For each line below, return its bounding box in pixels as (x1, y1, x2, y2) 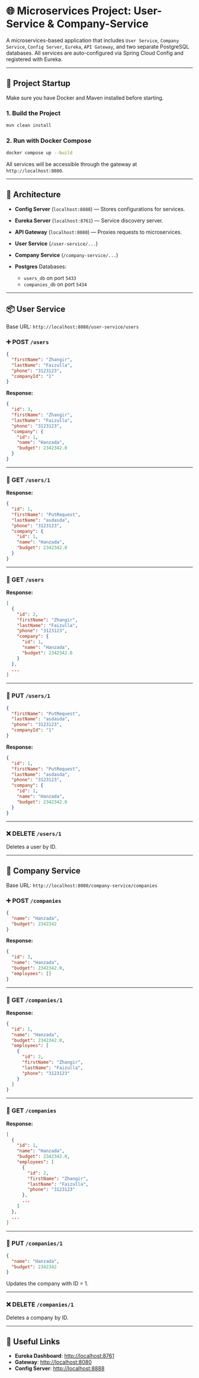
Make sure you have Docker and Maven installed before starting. (6, 94, 164, 101)
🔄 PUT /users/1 (6, 692, 50, 700)
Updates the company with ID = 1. (6, 1280, 89, 1287)
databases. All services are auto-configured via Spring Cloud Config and (6, 49, 184, 56)
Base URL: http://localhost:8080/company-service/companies (6, 881, 158, 889)
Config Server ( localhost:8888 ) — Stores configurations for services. (14, 205, 185, 212)
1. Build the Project (6, 109, 61, 117)
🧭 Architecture (6, 190, 61, 200)
